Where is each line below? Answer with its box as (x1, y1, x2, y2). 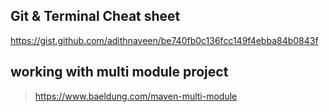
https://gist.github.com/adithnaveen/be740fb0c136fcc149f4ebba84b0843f (10, 34, 319, 46)
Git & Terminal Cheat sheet (10, 8, 181, 25)
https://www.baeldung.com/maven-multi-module (34, 90, 238, 102)
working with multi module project (10, 64, 229, 81)
